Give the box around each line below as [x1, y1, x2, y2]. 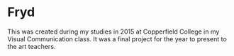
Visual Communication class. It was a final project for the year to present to [7, 34, 227, 43]
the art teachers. [7, 42, 56, 50]
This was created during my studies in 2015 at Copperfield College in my [7, 27, 220, 36]
